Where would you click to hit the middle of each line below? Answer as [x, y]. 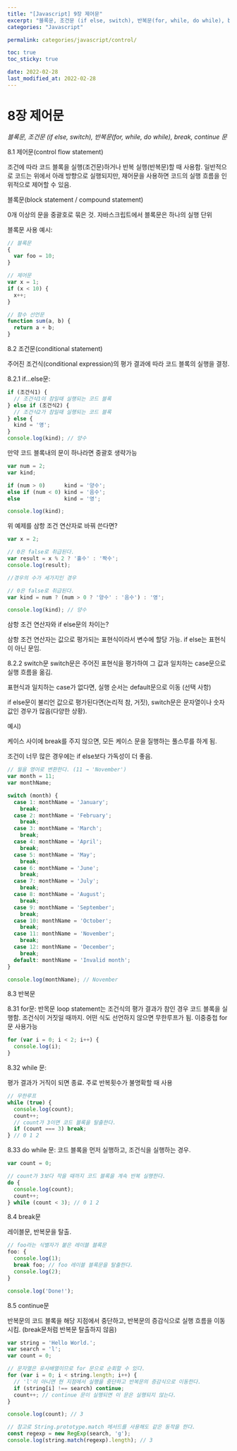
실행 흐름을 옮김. [30, 672]
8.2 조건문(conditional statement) [55, 349]
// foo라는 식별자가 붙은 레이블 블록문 [57, 1245]
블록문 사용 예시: [30, 229]
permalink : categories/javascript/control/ [72, 40]
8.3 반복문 [22, 994]
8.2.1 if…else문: [29, 379]
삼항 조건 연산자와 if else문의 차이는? [58, 624]
